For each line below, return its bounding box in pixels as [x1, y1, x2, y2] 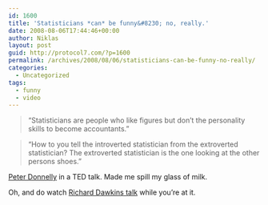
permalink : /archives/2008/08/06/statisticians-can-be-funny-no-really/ [8, 57, 256, 65]
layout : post [8, 42, 52, 50]
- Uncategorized [15, 71, 70, 79]
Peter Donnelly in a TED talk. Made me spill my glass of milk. [8, 172, 208, 182]
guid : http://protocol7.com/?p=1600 [8, 49, 130, 57]
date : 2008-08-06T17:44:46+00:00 [8, 26, 120, 34]
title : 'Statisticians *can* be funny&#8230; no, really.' [8, 19, 210, 27]
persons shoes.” [27, 157, 82, 167]
